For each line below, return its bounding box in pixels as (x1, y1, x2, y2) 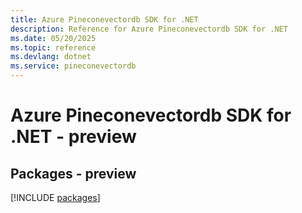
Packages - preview (10, 165, 137, 182)
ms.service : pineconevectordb (10, 61, 137, 71)
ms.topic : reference (10, 42, 97, 53)
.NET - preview (10, 126, 137, 148)
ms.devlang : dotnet (10, 52, 92, 62)
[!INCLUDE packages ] (10, 192, 101, 203)
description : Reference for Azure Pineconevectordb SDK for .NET (10, 24, 288, 34)
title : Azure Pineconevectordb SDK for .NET (10, 14, 199, 25)
